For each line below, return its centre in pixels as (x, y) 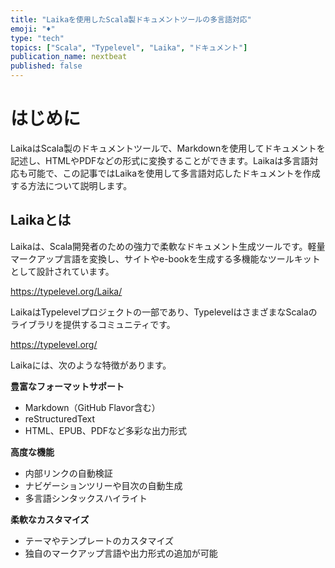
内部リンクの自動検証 (68, 473)
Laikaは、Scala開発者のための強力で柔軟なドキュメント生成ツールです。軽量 (168, 246)
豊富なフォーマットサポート (67, 386)
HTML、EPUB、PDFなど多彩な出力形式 (106, 430)
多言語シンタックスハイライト (86, 498)
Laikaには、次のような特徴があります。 (91, 365)
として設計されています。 (62, 271)
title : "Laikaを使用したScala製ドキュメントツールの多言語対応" (131, 19)
